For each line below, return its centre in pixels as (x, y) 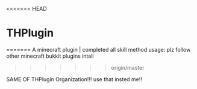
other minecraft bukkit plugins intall (50, 56)
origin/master (128, 67)
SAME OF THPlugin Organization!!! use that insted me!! (74, 79)
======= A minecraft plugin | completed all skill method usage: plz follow (98, 49)
